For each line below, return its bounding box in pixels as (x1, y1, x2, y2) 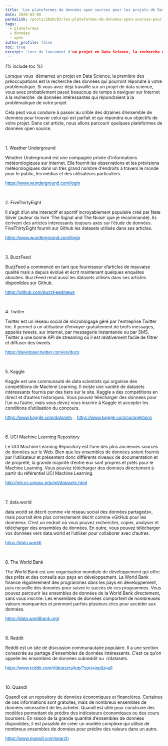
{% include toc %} (5, 63, 43, 69)
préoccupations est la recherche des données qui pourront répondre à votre (5, 78, 162, 84)
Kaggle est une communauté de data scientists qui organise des (5, 378, 137, 384)
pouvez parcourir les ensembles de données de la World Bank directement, (5, 590, 160, 596)
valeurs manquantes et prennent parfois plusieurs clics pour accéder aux (5, 600, 156, 606)
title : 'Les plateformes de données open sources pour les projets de (5, 7, 155, 13)
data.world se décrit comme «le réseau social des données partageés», (5, 509, 153, 515)
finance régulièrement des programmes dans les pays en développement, (5, 579, 157, 585)
